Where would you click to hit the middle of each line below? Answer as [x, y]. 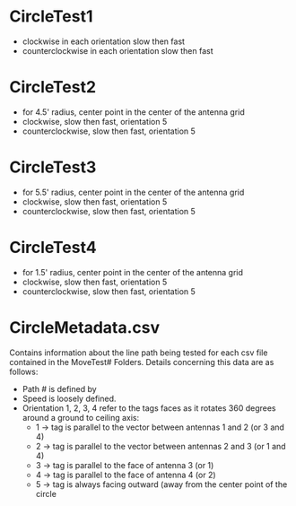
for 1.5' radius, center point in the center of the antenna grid [133, 272]
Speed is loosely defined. [69, 398]
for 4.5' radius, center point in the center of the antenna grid [133, 112]
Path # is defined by [59, 388]
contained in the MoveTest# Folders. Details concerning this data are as [142, 362]
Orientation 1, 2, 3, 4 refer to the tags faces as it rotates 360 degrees [149, 408]
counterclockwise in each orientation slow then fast [118, 50]
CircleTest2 [53, 87]
